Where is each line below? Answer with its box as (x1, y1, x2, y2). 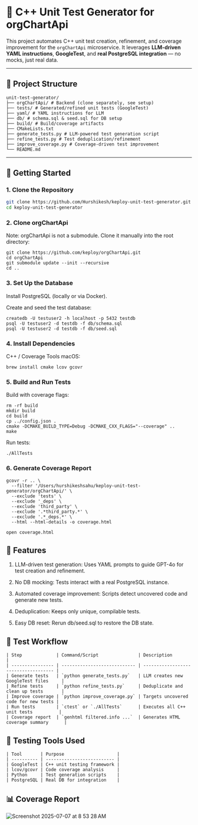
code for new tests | (6, 699, 60, 705)
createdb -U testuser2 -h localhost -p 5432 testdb (6, 315, 136, 321)
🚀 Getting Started (6, 168, 71, 178)
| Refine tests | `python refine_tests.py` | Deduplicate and (6, 683, 183, 690)
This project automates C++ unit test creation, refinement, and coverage (6, 37, 182, 44)
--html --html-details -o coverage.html (11, 519, 112, 525)
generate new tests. (14, 597, 64, 604)
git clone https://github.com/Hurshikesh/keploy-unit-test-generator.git (6, 199, 192, 205)
